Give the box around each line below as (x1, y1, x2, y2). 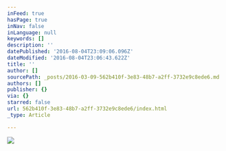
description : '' (7, 42, 54, 49)
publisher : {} (7, 86, 48, 93)
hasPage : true (7, 16, 48, 23)
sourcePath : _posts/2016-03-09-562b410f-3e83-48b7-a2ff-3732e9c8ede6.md (7, 73, 220, 81)
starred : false (7, 99, 51, 106)
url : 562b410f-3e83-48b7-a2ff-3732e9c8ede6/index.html (7, 105, 168, 112)
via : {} (7, 93, 30, 100)
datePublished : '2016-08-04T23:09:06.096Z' (7, 49, 134, 55)
